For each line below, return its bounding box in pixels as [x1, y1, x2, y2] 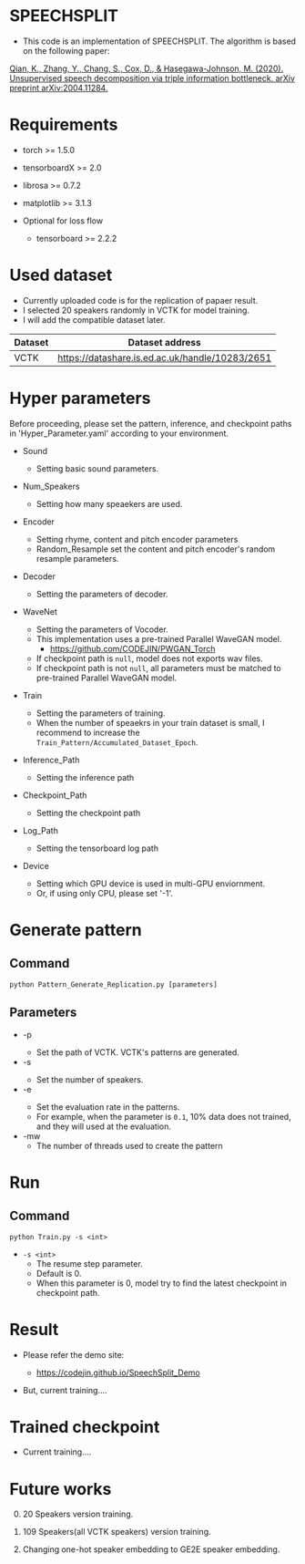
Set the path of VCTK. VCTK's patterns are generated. [36, 1046, 239, 1058]
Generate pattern [9, 919, 143, 940]
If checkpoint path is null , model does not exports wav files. [36, 653, 263, 664]
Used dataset [9, 265, 113, 285]
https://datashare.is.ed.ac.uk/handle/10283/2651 [57, 351, 272, 364]
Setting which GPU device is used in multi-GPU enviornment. [36, 877, 266, 889]
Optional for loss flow [22, 215, 103, 226]
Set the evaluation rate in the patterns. [36, 1101, 180, 1113]
